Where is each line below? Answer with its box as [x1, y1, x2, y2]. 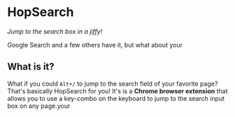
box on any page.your [7, 102, 71, 110]
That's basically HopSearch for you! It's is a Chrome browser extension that [7, 86, 228, 95]
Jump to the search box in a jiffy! [7, 27, 103, 36]
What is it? [7, 61, 55, 73]
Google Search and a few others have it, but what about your [7, 40, 183, 49]
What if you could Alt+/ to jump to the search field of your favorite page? [7, 79, 218, 88]
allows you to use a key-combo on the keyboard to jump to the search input [7, 94, 225, 102]
